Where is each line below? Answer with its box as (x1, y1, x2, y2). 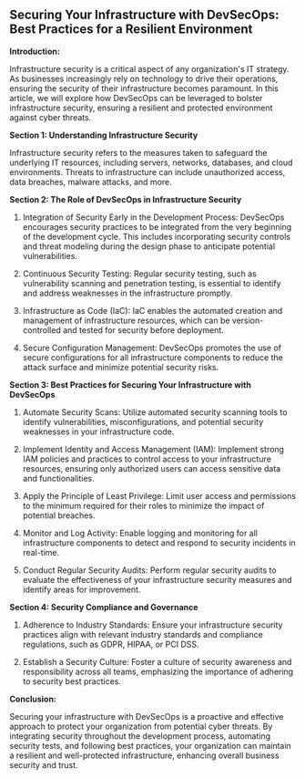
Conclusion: (9, 693, 57, 704)
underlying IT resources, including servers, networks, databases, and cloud (9, 157, 293, 168)
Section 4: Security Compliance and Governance (9, 601, 198, 612)
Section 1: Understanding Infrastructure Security (9, 130, 198, 140)
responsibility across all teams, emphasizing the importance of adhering (22, 666, 294, 677)
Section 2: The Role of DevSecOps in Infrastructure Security (9, 193, 242, 204)
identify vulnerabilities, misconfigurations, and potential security (22, 416, 264, 427)
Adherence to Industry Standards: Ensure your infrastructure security (22, 619, 283, 630)
